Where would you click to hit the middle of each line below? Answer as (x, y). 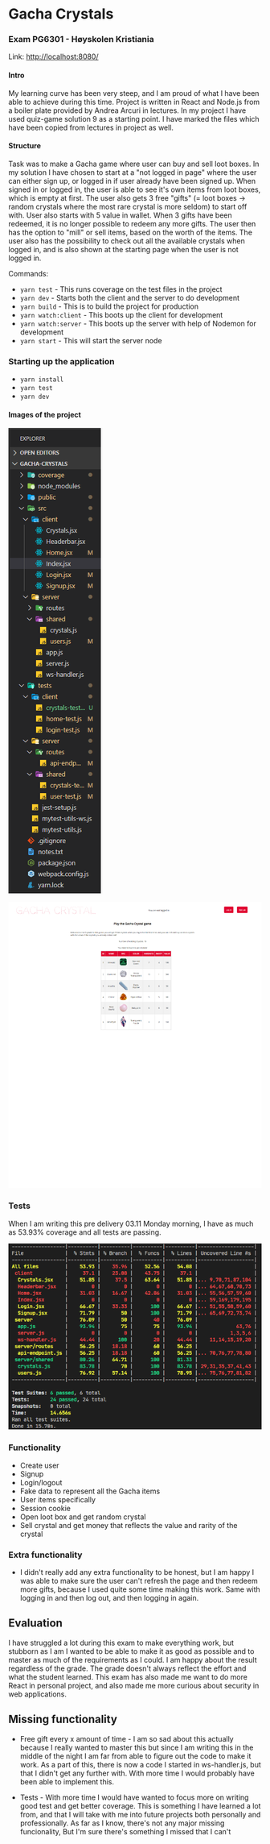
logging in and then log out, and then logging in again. (109, 1597)
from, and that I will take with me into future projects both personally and (140, 1814)
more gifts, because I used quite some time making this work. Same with (140, 1589)
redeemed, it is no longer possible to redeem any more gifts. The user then (132, 223)
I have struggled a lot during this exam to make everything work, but (121, 1643)
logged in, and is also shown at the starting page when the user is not (123, 249)
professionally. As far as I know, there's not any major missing (122, 1823)
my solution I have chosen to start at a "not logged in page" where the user (133, 172)
